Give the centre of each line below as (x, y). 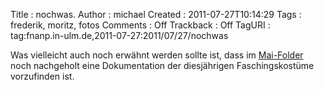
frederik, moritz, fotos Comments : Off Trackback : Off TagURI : (140, 25)
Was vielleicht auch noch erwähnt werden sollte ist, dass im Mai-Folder (157, 55)
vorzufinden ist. (42, 76)
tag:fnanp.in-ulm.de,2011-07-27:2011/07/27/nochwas (119, 35)
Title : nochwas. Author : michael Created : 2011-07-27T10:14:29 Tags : (156, 14)
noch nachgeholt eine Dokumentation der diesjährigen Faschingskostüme (162, 65)
